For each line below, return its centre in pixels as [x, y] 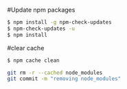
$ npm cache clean [33, 60]
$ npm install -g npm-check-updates [59, 22]
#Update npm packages [41, 10]
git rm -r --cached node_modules [55, 73]
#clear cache [26, 48]
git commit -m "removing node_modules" [64, 79]
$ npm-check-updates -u [41, 29]
